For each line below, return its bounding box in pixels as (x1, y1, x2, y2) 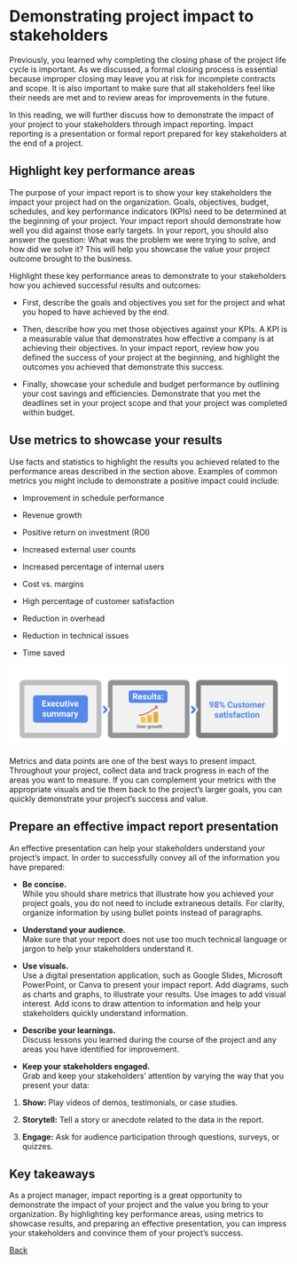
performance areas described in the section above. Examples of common (9, 465, 277, 476)
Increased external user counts (21, 544, 137, 554)
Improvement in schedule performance (21, 492, 165, 503)
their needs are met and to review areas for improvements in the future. (9, 91, 270, 103)
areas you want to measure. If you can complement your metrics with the (9, 775, 277, 785)
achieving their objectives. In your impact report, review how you (21, 342, 260, 353)
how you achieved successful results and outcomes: (9, 280, 201, 290)
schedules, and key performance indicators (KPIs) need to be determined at (9, 206, 286, 217)
